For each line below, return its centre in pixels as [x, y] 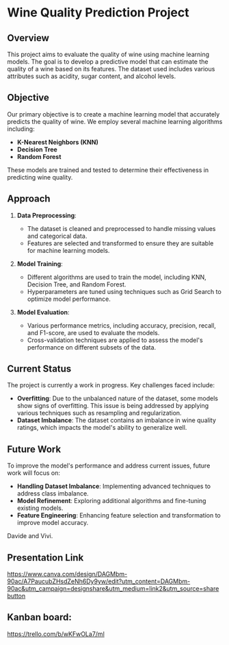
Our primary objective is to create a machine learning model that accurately [113, 114]
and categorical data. [57, 236]
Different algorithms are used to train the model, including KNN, [117, 277]
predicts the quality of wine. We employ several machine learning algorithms [115, 121]
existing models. [40, 508]
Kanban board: [39, 617]
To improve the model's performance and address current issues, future [109, 466]
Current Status [39, 369]
